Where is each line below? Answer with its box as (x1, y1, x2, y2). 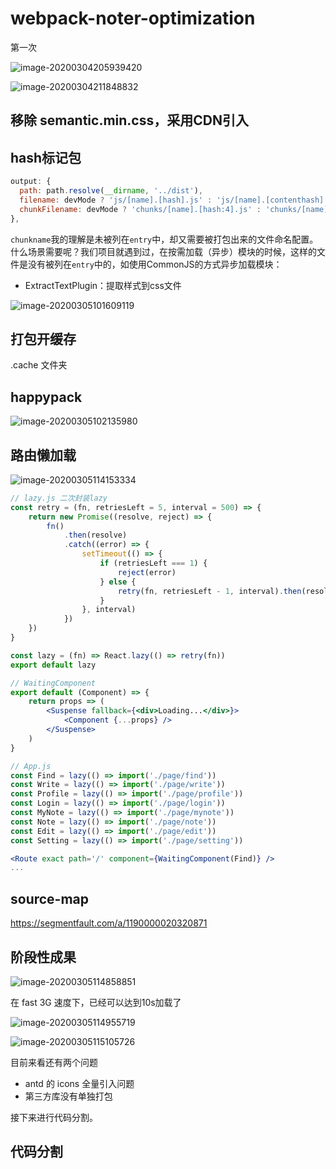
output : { (10, 177, 52, 187)
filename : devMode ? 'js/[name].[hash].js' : (19, 195, 213, 205)
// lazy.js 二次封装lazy (10, 493, 108, 503)
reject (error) (117, 567, 177, 577)
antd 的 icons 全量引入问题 (24, 1077, 135, 1089)
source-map (10, 890, 90, 907)
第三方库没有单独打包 (24, 1090, 113, 1102)
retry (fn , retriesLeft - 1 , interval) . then (117, 586, 302, 596)
